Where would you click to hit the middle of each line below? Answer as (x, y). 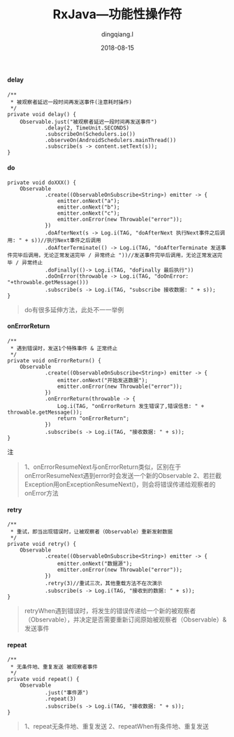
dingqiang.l (117, 34)
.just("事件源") (67, 693)
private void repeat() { (43, 680)
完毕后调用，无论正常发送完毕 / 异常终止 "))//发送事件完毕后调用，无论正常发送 (115, 255)
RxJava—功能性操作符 (117, 14)
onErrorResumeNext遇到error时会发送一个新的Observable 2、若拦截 (123, 475)
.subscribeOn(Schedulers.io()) (90, 134)
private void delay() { (42, 114)
